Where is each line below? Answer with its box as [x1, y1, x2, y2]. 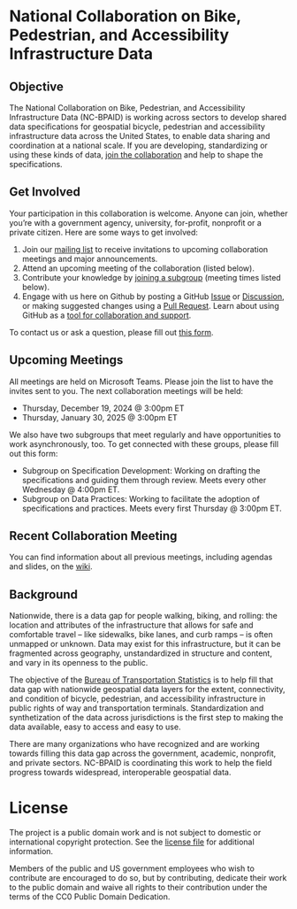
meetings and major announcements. [21, 253, 158, 264]
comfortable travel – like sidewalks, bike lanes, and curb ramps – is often [9, 629, 273, 640]
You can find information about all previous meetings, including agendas [9, 551, 273, 563]
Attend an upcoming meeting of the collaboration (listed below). [21, 263, 255, 273]
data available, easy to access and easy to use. [9, 721, 181, 732]
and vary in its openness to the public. [9, 658, 148, 668]
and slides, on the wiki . [9, 561, 93, 572]
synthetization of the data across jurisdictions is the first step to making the [9, 713, 284, 723]
